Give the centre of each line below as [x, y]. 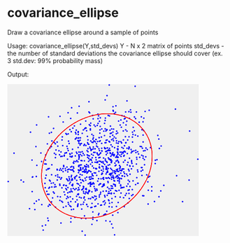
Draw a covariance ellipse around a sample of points [83, 32]
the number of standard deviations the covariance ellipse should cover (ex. [115, 53]
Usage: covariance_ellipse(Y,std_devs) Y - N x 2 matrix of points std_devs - [116, 46]
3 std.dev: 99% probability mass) [55, 60]
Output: [18, 74]
